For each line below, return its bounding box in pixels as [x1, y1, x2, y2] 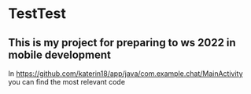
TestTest [8, 5, 67, 23]
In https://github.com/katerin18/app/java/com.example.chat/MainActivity [8, 69, 243, 78]
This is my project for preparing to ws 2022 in [8, 36, 236, 49]
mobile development [8, 48, 112, 61]
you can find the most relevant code [8, 78, 126, 86]
